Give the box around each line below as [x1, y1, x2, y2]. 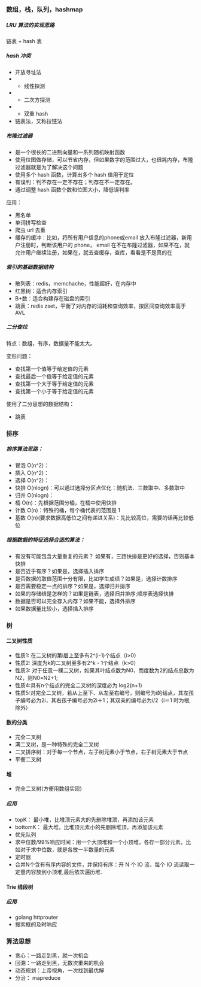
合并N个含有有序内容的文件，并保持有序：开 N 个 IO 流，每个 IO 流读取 [14, 861, 190, 868]
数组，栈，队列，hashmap [6, 5, 83, 13]
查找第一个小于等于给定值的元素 [14, 387, 94, 394]
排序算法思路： [6, 445, 43, 452]
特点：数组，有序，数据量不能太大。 [6, 339, 96, 347]
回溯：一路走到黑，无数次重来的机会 [14, 959, 105, 966]
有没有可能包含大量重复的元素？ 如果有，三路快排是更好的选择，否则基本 [14, 552, 195, 560]
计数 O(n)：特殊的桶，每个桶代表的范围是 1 [14, 506, 121, 514]
